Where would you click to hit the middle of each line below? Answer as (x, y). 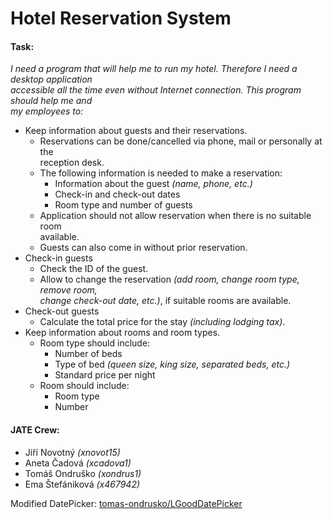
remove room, (68, 290)
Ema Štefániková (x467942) (82, 484)
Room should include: (84, 386)
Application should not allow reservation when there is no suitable (175, 216)
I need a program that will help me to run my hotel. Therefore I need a (154, 69)
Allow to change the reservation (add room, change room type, (169, 279)
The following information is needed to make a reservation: (161, 173)
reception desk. (72, 163)
